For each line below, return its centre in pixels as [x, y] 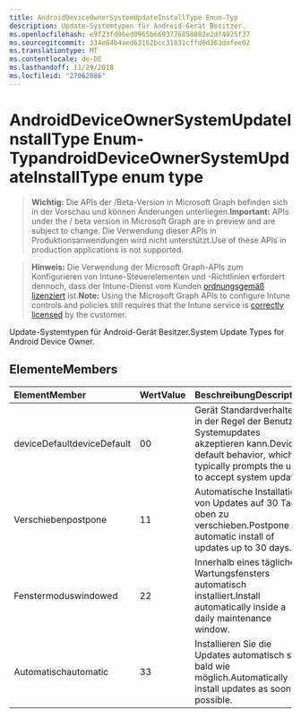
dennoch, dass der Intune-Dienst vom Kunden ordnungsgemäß [148, 286]
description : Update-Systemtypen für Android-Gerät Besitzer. [128, 26]
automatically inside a [240, 607]
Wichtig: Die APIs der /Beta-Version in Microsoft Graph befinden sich [159, 201]
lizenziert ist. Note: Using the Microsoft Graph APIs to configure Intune [161, 295]
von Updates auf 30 [236, 502]
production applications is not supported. [107, 249]
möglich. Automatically [241, 677]
